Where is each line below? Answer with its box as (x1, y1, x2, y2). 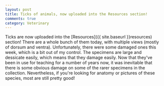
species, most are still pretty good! (5, 75, 75, 81)
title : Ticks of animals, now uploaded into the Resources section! (5, 12, 148, 17)
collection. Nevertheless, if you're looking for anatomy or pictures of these (5, 70, 155, 76)
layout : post (5, 7, 32, 12)
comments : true (5, 16, 36, 21)
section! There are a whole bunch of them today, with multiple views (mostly (5, 39, 159, 45)
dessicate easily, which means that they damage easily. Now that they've (5, 54, 153, 61)
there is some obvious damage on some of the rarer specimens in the (5, 65, 145, 71)
